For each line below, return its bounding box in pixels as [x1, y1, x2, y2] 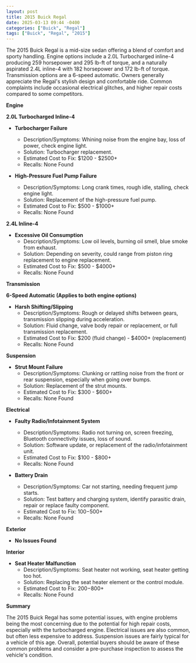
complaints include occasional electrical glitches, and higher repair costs [6, 84, 183, 91]
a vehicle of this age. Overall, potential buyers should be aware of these [6, 639, 180, 646]
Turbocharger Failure [14, 125, 67, 132]
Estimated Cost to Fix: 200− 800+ [23, 585, 104, 592]
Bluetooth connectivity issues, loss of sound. [23, 435, 132, 442]
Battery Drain [14, 472, 48, 479]
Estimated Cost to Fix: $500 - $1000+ [23, 202, 114, 209]
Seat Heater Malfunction [14, 560, 76, 567]
